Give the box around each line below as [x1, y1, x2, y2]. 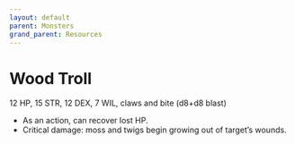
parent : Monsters [9, 21, 75, 30]
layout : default [9, 13, 70, 22]
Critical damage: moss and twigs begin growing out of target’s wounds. [22, 124, 287, 135]
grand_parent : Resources [9, 30, 103, 38]
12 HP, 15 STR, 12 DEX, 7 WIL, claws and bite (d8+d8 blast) [9, 97, 228, 108]
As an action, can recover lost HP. [22, 115, 148, 126]
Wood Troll [9, 68, 93, 89]
